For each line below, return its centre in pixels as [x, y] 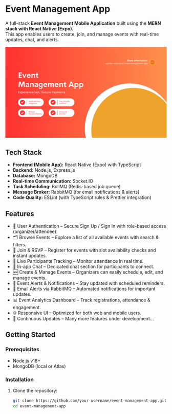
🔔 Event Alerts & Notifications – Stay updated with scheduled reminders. [89, 283]
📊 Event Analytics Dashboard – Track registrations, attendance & [81, 300]
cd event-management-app [39, 406]
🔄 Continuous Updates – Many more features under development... [83, 319]
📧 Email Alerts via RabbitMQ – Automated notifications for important [84, 289]
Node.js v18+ [27, 361]
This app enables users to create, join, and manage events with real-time [82, 34]
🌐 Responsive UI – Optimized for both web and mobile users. [77, 313]
